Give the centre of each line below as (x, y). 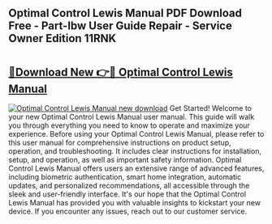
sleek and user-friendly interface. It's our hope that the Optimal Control (127, 194)
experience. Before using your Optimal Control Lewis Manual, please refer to (136, 134)
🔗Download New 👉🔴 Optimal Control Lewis (121, 72)
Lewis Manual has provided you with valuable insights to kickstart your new (135, 203)
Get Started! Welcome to (210, 108)
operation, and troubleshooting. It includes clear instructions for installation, (135, 151)
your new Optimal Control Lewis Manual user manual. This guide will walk (132, 117)
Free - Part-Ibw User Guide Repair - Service (121, 26)
